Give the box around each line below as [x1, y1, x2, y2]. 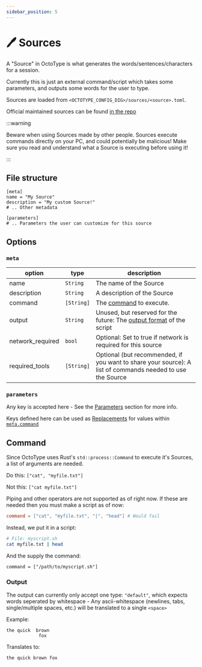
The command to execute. [96, 299, 170, 307]
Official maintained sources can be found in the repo [6, 108, 136, 115]
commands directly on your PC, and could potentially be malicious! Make [6, 137, 187, 144]
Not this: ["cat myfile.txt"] [6, 483, 77, 491]
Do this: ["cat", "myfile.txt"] [6, 472, 84, 479]
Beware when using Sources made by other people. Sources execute [6, 131, 177, 138]
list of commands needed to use [96, 365, 186, 374]
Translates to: [6, 644, 40, 651]
